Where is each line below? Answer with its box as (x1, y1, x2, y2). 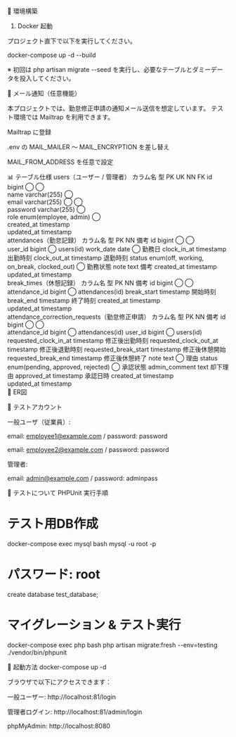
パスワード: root (7, 567, 100, 583)
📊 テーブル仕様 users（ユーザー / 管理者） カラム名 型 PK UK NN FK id (7, 172, 213, 181)
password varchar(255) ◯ (7, 206, 86, 213)
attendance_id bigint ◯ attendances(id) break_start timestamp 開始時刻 (7, 288, 216, 296)
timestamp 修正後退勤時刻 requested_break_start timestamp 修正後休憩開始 (7, 345, 226, 353)
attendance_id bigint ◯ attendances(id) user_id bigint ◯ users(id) (7, 328, 202, 336)
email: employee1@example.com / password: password (7, 432, 168, 440)
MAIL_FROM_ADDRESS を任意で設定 (7, 158, 114, 166)
